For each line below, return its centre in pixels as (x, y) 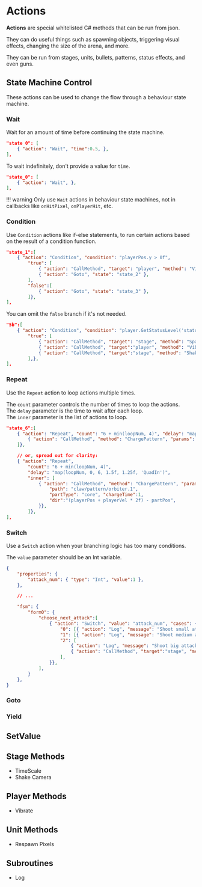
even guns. (20, 64)
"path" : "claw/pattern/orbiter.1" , (93, 489)
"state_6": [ (21, 428)
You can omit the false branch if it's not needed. (66, 314)
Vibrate (24, 811)
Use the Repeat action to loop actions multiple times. (71, 393)
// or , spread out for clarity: (57, 456)
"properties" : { (38, 574)
